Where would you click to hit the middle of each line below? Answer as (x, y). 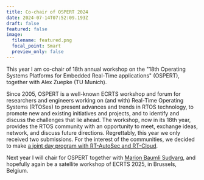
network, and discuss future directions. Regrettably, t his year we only (93, 132)
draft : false (23, 23)
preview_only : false (38, 52)
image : (15, 35)
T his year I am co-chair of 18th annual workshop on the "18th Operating (96, 69)
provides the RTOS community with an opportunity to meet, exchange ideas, (102, 126)
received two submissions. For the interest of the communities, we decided (100, 139)
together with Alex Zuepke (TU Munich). (57, 82)
